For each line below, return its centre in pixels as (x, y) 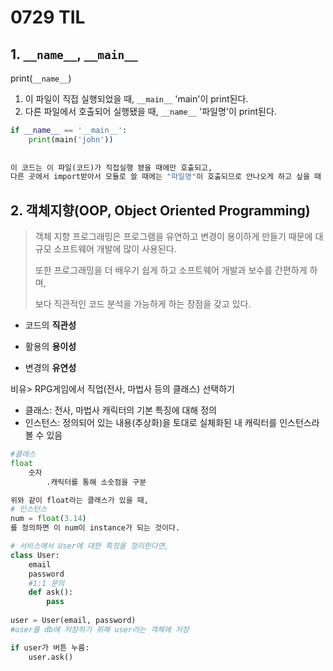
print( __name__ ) (41, 78)
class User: (35, 555)
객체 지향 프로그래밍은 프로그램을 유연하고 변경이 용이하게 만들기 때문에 (173, 237)
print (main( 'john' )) (71, 139)
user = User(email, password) (73, 621)
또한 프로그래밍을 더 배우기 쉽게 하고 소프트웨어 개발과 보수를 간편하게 (171, 270)
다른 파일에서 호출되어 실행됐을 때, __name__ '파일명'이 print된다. (150, 111)
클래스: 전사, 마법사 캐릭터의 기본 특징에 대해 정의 (120, 410)
